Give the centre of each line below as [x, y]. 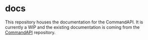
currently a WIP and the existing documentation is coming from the [73, 27]
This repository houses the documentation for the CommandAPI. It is [74, 22]
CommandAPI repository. [30, 32]
